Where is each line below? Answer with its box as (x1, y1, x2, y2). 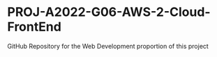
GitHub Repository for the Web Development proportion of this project (7, 42, 209, 50)
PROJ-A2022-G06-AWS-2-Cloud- (7, 4, 211, 20)
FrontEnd (7, 19, 61, 35)
